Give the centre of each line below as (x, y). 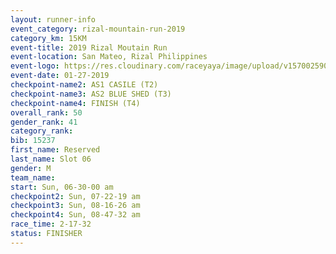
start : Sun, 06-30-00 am (62, 187)
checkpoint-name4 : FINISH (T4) (75, 103)
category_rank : (42, 131)
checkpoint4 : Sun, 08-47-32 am (75, 215)
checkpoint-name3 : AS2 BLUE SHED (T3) (91, 94)
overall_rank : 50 (46, 112)
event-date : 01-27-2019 (60, 76)
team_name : (33, 177)
